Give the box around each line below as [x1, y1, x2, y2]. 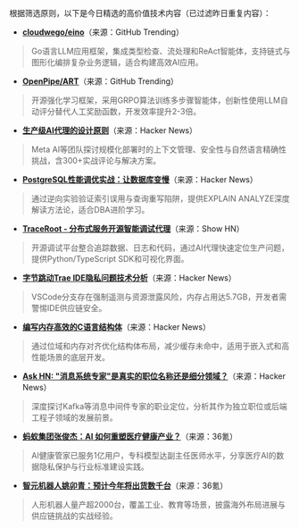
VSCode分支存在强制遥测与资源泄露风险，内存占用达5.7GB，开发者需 [30, 291, 287, 302]
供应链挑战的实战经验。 [30, 510, 118, 521]
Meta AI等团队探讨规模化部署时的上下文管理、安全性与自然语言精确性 [30, 144, 287, 155]
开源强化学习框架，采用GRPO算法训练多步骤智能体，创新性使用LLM [30, 95, 281, 105]
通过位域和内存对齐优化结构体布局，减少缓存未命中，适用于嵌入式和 [30, 340, 282, 351]
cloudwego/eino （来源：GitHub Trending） [21, 27, 185, 38]
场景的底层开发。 [46, 352, 110, 362]
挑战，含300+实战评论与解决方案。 [30, 155, 162, 165]
